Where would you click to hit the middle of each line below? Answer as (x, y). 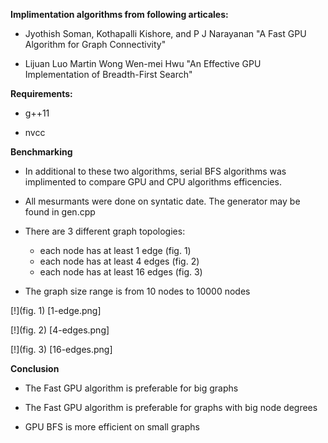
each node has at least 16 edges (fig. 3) (121, 272)
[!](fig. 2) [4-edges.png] (60, 330)
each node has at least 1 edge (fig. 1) (115, 250)
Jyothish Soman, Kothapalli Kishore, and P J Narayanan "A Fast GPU (165, 33)
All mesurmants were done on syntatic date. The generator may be (162, 201)
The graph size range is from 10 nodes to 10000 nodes (137, 291)
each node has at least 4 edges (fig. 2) (119, 261)
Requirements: (41, 93)
